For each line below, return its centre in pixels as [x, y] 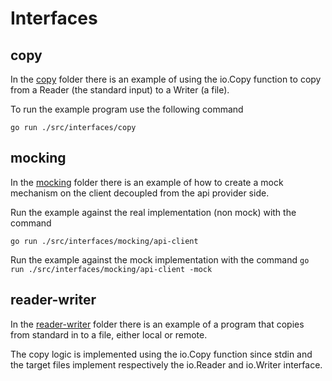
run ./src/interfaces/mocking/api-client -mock [111, 269]
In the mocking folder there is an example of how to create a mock [147, 182]
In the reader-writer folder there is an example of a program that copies [157, 324]
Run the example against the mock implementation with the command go [160, 259]
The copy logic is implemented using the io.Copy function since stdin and [161, 354]
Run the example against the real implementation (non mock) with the [153, 212]
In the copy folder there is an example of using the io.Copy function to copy [166, 79]
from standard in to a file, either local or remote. [109, 334]
